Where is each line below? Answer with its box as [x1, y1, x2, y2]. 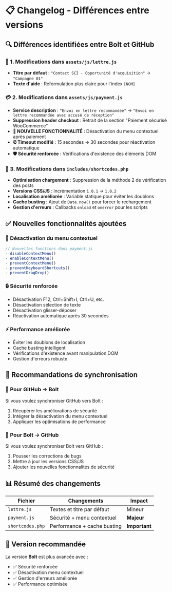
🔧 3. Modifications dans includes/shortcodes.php [5, 165, 129, 173]
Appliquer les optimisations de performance [12, 418, 106, 425]
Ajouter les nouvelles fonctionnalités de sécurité [12, 464, 115, 470]
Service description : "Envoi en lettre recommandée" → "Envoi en [12, 107, 154, 113]
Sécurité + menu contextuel [49, 514, 117, 521]
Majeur [126, 514, 145, 521]
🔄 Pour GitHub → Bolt [5, 386, 59, 393]
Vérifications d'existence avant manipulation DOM [12, 350, 119, 356]
